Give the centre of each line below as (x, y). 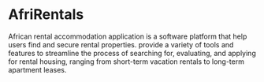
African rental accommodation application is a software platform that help (128, 36)
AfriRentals (46, 15)
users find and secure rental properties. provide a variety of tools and (121, 44)
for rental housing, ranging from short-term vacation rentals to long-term (126, 61)
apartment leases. (37, 69)
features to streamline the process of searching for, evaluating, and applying (132, 53)
